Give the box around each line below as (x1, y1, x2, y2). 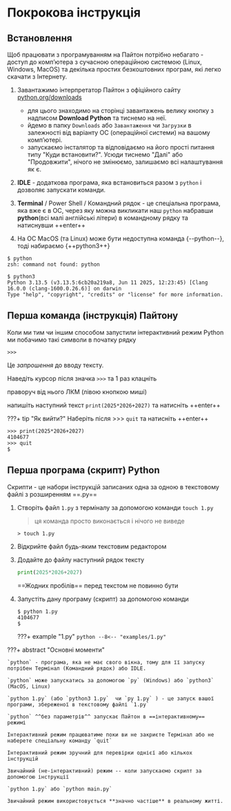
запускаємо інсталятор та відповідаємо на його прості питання (27, 143, 215, 151)
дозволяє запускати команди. (17, 186, 106, 194)
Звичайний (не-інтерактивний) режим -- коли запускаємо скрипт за (7, 767, 202, 774)
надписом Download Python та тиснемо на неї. (27, 114, 167, 122)
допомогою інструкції (7, 773, 70, 780)
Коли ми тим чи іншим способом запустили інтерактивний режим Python (7, 328, 224, 336)
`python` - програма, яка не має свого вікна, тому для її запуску (7, 659, 205, 666)
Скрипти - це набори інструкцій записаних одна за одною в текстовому (7, 482, 219, 491)
